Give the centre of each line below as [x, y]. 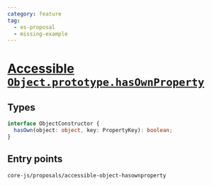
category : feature [34, 14]
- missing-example [41, 34]
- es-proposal [34, 27]
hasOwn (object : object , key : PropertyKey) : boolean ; [93, 131]
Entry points [35, 159]
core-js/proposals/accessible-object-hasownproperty [87, 175]
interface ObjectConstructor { [54, 124]
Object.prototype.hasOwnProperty [106, 83]
